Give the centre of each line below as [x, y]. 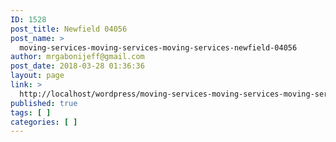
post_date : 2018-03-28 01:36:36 [77, 66]
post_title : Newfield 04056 [69, 29]
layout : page [37, 76]
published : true [44, 103]
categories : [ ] [44, 122]
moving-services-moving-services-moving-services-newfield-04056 [158, 47]
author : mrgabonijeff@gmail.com [77, 57]
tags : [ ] [31, 112]
